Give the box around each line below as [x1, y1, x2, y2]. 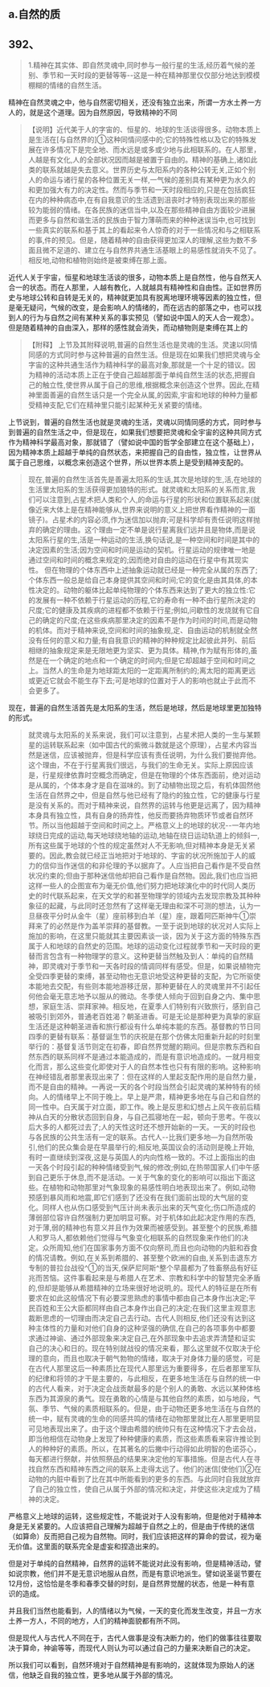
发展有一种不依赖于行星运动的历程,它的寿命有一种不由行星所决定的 [35, 595, 256, 605]
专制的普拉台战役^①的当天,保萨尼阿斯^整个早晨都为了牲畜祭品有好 [27, 1263, 252, 1273]
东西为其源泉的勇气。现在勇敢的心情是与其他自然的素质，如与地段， [27, 1394, 254, 1404]
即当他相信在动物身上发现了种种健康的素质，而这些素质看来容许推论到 [27, 1434, 261, 1444]
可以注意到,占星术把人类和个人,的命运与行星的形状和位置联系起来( [35, 495, 253, 504]
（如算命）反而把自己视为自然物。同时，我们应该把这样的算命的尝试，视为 [8, 1532, 255, 1541]
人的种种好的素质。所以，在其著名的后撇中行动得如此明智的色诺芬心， [27, 1444, 261, 1454]
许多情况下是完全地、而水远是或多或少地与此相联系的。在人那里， [42, 145, 261, 154]
